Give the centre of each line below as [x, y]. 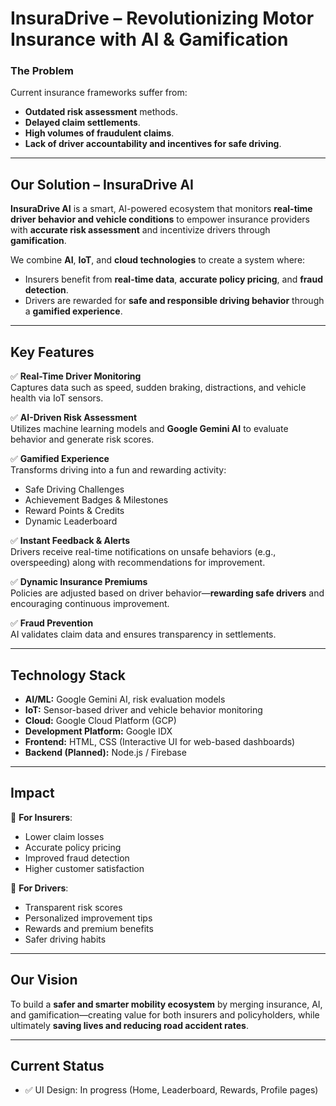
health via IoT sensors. [57, 398]
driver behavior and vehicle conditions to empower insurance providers [160, 219]
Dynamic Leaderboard [71, 521]
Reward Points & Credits [74, 511]
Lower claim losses [64, 836]
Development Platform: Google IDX [98, 731]
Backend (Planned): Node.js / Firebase [105, 752]
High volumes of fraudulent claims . [99, 133]
